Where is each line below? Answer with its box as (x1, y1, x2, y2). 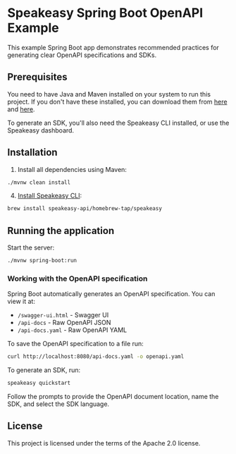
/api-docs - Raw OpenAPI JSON (17, 319, 111, 327)
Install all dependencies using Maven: (17, 165, 127, 173)
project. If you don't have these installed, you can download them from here (7, 97, 228, 106)
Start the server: (7, 243, 55, 252)
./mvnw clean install (7, 178, 71, 186)
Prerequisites (7, 71, 68, 83)
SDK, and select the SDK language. (7, 400, 110, 408)
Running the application (7, 224, 115, 237)
